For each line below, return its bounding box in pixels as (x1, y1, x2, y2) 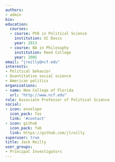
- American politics (5, 78, 49, 83)
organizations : (5, 83, 37, 88)
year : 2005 (14, 54, 37, 60)
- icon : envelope (5, 107, 42, 112)
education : (5, 21, 28, 27)
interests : (5, 64, 28, 69)
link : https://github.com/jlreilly (10, 130, 85, 135)
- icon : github (5, 120, 37, 126)
